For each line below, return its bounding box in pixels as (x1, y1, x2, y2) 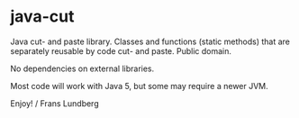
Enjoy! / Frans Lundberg (10, 97, 99, 109)
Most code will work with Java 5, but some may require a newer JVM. (10, 80, 268, 91)
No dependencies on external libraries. (10, 63, 155, 74)
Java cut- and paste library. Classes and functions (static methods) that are (10, 36, 291, 47)
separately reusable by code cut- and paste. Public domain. (10, 45, 232, 56)
